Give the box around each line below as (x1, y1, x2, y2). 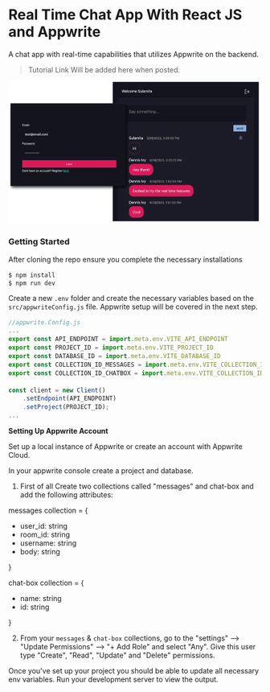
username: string (19, 538, 77, 548)
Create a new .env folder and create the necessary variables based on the (8, 293, 255, 303)
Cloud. (8, 451, 31, 460)
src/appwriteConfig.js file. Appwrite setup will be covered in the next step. (8, 302, 259, 311)
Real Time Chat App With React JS (8, 6, 243, 24)
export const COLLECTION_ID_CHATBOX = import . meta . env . (8, 369, 199, 377)
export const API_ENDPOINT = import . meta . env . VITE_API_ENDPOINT (8, 336, 228, 344)
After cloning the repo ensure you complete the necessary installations (8, 254, 243, 264)
